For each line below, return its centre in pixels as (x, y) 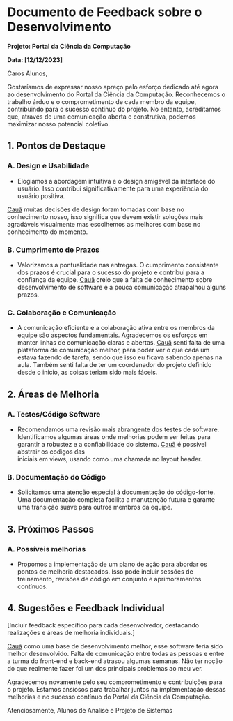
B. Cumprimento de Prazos (53, 250)
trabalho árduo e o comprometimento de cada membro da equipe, (102, 101)
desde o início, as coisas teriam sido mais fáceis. (87, 372)
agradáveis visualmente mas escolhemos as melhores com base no (104, 224)
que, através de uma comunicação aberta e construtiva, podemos (102, 117)
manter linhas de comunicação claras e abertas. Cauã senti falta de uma (121, 343)
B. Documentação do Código (57, 477)
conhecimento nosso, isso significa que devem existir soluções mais (105, 216)
